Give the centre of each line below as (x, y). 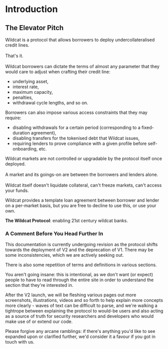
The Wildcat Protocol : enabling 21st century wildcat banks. (67, 221)
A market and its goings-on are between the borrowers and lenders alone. (82, 174)
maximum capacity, (33, 92)
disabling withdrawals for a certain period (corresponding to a (76, 127)
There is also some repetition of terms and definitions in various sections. (81, 265)
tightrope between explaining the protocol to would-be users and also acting (84, 311)
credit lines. (17, 45)
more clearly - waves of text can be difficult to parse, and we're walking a (81, 306)
